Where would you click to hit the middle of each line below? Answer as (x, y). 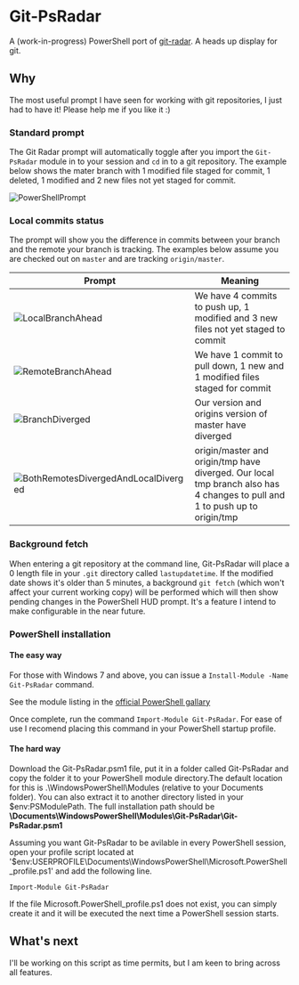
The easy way (36, 655)
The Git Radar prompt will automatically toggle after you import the (131, 152)
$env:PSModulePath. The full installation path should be (112, 806)
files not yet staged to (240, 330)
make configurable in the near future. (77, 611)
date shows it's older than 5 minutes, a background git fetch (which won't (147, 582)
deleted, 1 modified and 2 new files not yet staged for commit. (122, 181)
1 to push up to (226, 507)
